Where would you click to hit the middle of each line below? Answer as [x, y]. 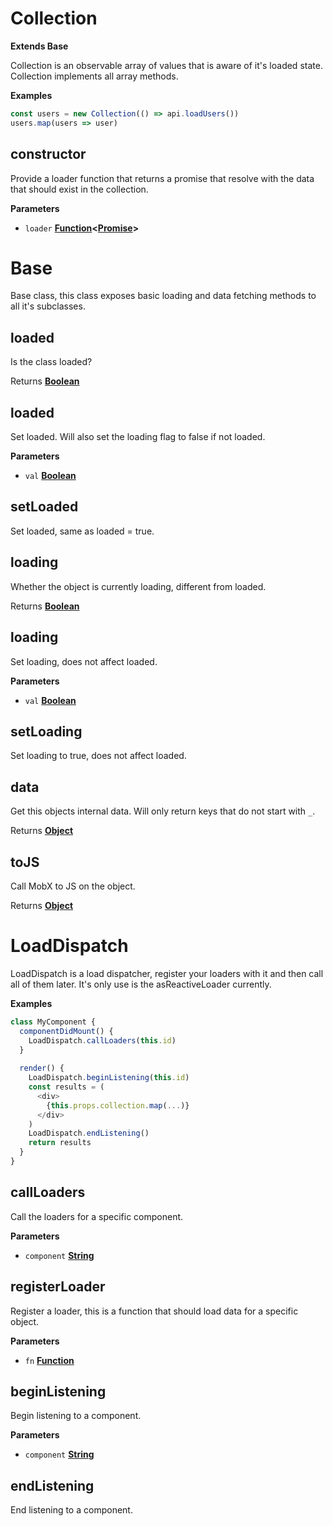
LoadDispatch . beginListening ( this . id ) [109, 1078]
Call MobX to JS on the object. [73, 886]
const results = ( [66, 1087]
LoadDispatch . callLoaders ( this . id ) [102, 1040]
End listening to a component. [71, 1510]
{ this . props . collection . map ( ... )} [118, 1105]
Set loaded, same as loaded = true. [82, 531]
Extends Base [39, 46]
